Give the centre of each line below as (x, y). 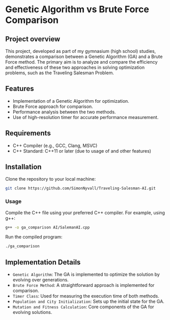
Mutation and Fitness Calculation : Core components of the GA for (83, 307)
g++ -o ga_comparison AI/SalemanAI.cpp (48, 227)
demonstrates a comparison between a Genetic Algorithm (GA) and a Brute (84, 56)
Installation (23, 167)
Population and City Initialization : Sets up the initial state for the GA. (88, 302)
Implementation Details (43, 262)
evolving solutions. (32, 312)
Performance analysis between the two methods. (64, 112)
